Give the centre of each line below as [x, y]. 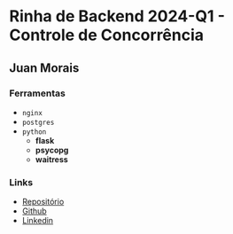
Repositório [43, 202]
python [34, 132]
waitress [51, 159]
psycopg [52, 150]
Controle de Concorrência [107, 35]
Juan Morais [44, 68]
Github [34, 211]
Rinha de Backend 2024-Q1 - [117, 16]
